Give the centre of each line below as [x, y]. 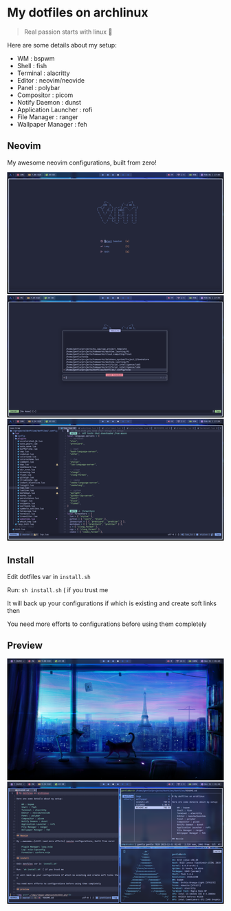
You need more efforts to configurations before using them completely [107, 624]
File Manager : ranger [47, 117]
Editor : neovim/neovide [51, 80]
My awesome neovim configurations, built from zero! [82, 163]
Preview [25, 646]
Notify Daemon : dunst [49, 102]
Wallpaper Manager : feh [52, 124]
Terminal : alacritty [43, 73]
